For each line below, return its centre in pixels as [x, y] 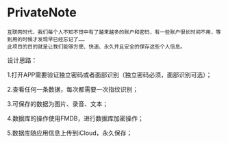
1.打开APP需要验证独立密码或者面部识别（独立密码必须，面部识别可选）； [110, 75]
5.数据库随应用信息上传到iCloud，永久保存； [70, 133]
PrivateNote [42, 13]
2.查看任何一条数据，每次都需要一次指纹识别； [73, 89]
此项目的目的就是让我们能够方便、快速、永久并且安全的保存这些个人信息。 [97, 47]
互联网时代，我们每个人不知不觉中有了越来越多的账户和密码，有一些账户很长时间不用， [112, 32]
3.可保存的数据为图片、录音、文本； [58, 103]
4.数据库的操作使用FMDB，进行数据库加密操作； [75, 118]
